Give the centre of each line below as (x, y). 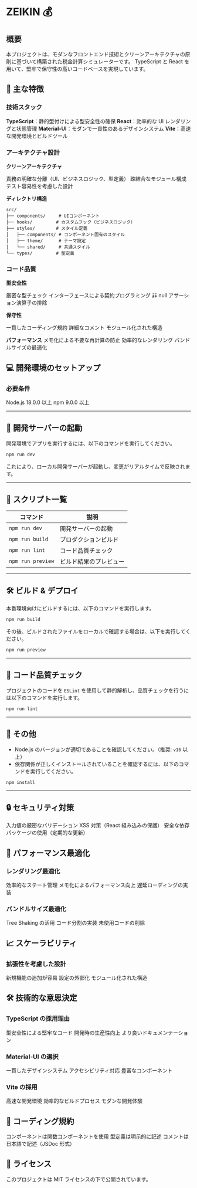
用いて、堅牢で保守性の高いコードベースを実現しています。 (77, 69)
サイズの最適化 (29, 348)
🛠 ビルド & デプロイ (42, 590)
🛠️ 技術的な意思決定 (42, 998)
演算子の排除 (32, 303)
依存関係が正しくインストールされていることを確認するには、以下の (97, 764)
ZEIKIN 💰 (29, 12)
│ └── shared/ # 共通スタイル (48, 247)
